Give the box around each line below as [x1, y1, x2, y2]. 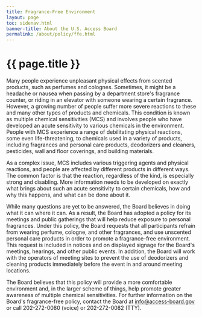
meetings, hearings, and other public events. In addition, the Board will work [6, 248, 195, 255]
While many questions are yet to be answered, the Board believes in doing [6, 203, 191, 210]
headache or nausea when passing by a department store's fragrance [6, 90, 180, 97]
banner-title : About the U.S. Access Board [6, 25, 118, 32]
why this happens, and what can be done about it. [6, 191, 131, 199]
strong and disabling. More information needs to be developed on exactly [6, 178, 189, 186]
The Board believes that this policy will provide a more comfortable [6, 278, 172, 286]
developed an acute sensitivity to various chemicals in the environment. [6, 122, 185, 130]
